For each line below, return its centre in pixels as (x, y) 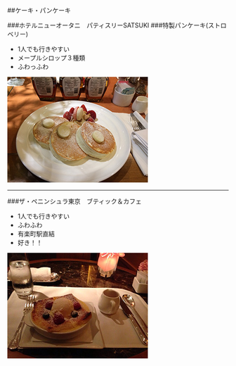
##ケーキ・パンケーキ (39, 10)
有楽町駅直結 (36, 234)
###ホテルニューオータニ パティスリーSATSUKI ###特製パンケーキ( (108, 25)
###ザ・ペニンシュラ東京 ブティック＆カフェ (74, 201)
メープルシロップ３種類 (51, 58)
